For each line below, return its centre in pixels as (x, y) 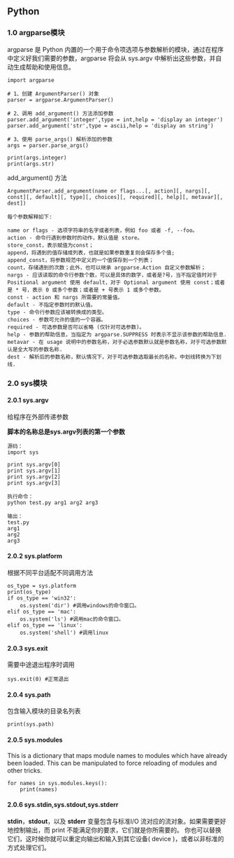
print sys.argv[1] (34, 471)
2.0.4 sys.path (29, 694)
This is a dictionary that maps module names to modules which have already (117, 755)
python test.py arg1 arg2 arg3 (53, 503)
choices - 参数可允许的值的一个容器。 (57, 319)
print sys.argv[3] (34, 483)
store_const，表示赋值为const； (51, 245)
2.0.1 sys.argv (28, 400)
